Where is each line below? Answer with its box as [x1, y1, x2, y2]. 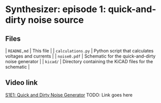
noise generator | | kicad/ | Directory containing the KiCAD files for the [5, 59, 153, 64]
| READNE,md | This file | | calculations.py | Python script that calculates [5, 48, 154, 54]
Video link [5, 78, 38, 87]
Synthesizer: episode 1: [5, 4, 107, 15]
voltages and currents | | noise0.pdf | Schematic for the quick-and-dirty [5, 53, 156, 59]
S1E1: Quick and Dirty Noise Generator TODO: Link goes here [5, 92, 133, 98]
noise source [27, 14, 84, 26]
